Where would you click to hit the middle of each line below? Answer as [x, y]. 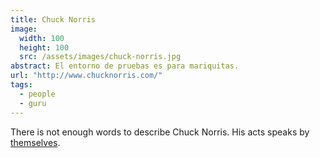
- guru [33, 103]
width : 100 [42, 38]
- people [37, 94]
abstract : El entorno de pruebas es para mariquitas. [125, 66]
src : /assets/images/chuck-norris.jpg [100, 57]
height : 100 [44, 47]
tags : [21, 85]
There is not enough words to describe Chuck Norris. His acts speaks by [160, 132]
